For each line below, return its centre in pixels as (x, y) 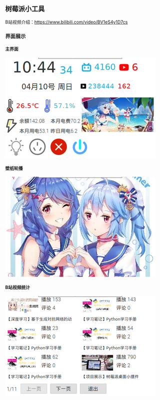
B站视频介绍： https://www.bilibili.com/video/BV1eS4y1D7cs (66, 22)
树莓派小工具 (25, 9)
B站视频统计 (18, 287)
